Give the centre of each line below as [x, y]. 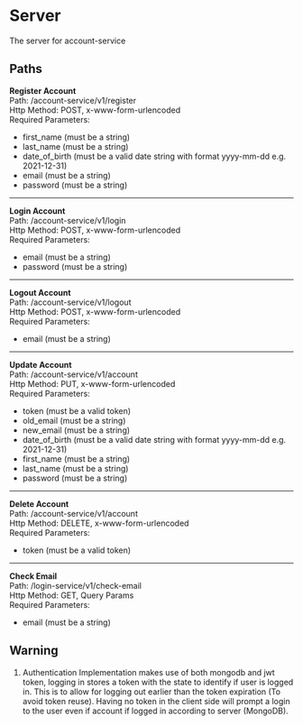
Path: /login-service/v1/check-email [76, 585]
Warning [34, 651]
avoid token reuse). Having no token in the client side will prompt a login [156, 701]
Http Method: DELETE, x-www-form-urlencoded [99, 523]
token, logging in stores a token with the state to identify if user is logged [158, 682]
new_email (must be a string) [76, 430]
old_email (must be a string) [74, 420]
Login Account [37, 211]
